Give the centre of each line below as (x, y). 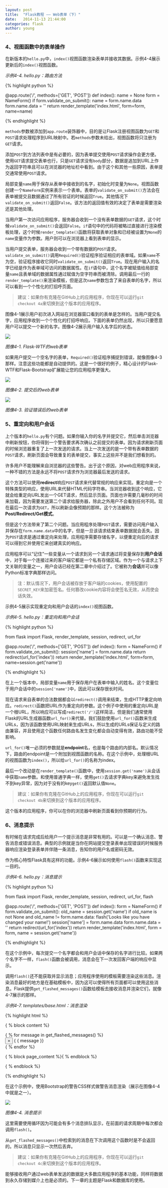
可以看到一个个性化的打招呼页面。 (40, 286)
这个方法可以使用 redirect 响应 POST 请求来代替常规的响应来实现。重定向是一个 (84, 482)
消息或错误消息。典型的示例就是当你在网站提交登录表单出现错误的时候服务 (86, 843)
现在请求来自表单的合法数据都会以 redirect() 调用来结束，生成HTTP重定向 (81, 699)
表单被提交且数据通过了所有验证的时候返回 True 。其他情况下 (67, 196)
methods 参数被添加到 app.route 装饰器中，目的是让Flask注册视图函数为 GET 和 (82, 131)
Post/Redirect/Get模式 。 (31, 513)
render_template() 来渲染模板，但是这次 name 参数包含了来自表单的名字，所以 (83, 280)
